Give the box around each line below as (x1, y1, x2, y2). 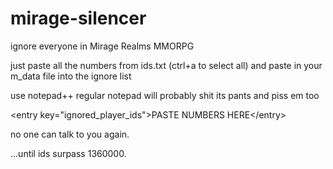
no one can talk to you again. (10, 128, 130, 140)
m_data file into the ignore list (10, 70, 132, 82)
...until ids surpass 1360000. (10, 147, 127, 159)
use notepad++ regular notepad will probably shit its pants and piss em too (10, 89, 320, 101)
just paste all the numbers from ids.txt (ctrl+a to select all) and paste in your (10, 59, 323, 71)
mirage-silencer (10, 7, 147, 30)
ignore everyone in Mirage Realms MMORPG (10, 40, 195, 52)
